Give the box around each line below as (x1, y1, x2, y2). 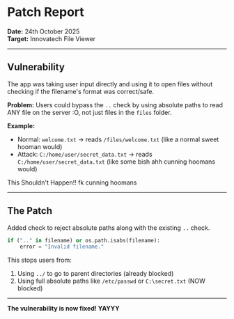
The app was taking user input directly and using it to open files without (7, 79, 213, 88)
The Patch (7, 205, 53, 217)
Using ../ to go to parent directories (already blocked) (17, 270, 174, 278)
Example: (7, 121, 36, 130)
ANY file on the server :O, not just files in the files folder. (7, 108, 172, 116)
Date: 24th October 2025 (7, 27, 80, 36)
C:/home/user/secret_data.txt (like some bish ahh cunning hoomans (17, 157, 216, 166)
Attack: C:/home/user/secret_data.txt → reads (17, 150, 153, 158)
